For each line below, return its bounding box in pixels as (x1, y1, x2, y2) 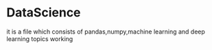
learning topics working (6, 34, 73, 42)
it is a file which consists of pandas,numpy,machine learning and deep (6, 27, 205, 36)
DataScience (6, 5, 81, 21)
